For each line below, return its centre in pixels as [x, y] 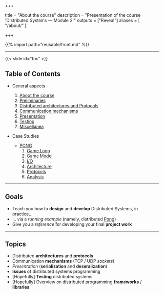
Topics [16, 244]
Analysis [35, 176]
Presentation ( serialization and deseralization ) [60, 266]
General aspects [29, 86]
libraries [21, 287]
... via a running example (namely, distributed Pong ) [64, 219]
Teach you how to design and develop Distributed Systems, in [75, 208]
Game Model [40, 156]
